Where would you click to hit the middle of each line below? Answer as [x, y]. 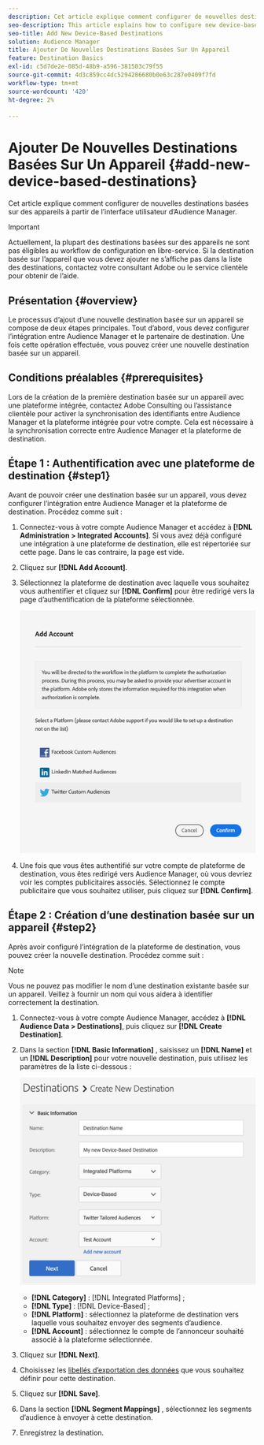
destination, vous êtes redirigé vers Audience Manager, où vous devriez [136, 873]
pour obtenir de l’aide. [44, 276]
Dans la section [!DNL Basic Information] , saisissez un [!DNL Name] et [136, 1049]
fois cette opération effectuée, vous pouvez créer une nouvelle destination [129, 344]
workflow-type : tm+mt [44, 83]
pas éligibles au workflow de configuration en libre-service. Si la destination [131, 251]
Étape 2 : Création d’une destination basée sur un [132, 916]
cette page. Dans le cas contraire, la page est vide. [102, 552]
